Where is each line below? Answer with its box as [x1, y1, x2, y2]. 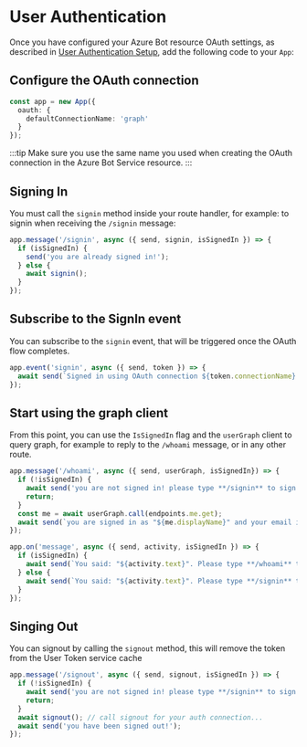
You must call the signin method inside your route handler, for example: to [9, 207, 290, 218]
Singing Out [9, 618, 79, 634]
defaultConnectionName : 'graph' [26, 114, 149, 123]
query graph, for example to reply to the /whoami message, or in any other [9, 439, 286, 450]
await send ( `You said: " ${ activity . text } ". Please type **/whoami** [26, 560, 292, 569]
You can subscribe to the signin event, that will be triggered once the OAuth [9, 335, 297, 346]
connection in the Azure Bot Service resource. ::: [9, 157, 193, 168]
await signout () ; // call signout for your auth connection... [17, 712, 263, 722]
